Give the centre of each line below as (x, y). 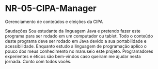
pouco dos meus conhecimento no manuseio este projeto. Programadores (79, 51)
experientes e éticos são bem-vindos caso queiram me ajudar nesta (73, 56)
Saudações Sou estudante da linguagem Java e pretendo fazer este (73, 31)
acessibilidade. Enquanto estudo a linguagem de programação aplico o (76, 46)
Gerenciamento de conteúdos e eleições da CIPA (54, 22)
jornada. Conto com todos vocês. (38, 61)
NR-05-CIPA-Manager (51, 8)
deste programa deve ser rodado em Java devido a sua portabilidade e (76, 41)
